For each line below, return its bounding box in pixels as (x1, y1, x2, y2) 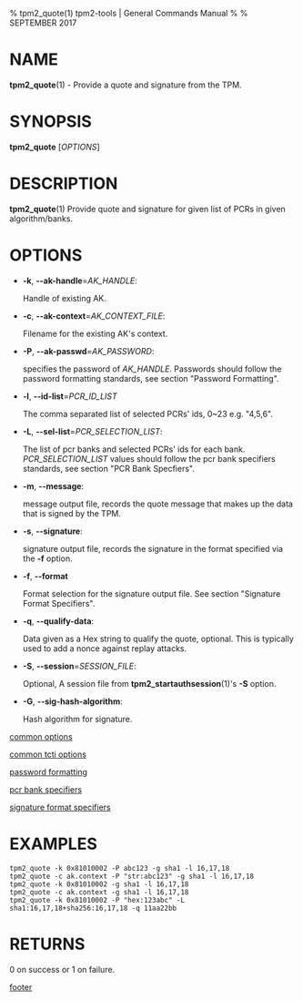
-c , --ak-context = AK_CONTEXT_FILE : (22, 310, 166, 322)
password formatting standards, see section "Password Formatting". (22, 373, 279, 383)
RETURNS (9, 934, 86, 955)
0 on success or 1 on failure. (9, 964, 116, 975)
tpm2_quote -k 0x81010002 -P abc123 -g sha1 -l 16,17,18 (9, 863, 230, 873)
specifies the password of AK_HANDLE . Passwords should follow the (22, 363, 282, 374)
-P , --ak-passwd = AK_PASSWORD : (22, 345, 155, 356)
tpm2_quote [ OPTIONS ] (9, 141, 100, 152)
